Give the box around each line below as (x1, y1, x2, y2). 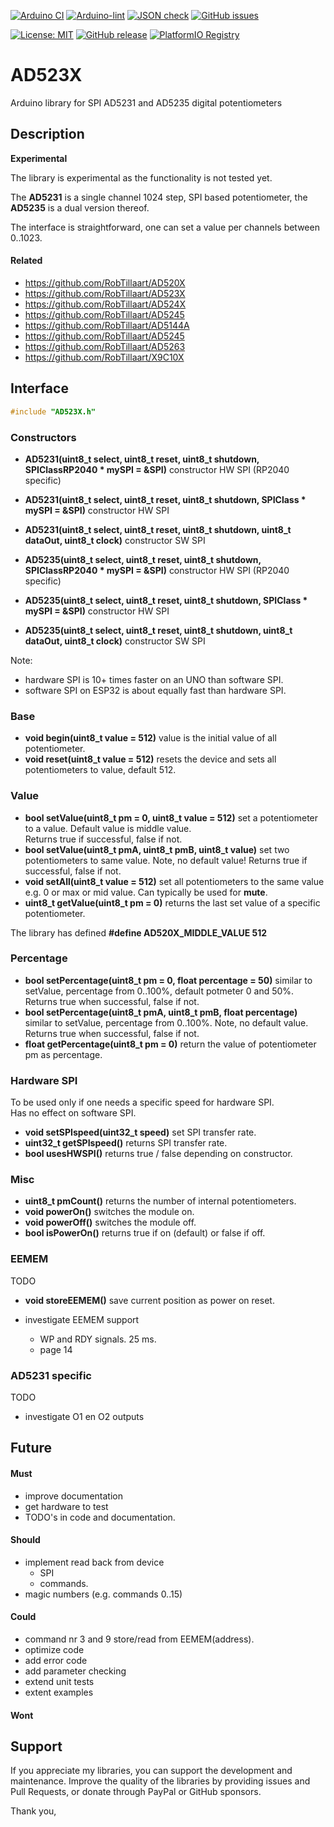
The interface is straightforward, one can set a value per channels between (10, 221, 320, 233)
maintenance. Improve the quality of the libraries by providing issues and (10, 1775, 311, 1787)
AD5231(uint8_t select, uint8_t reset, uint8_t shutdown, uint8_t (24, 523, 292, 535)
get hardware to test (24, 1500, 109, 1512)
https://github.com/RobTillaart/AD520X (24, 276, 186, 289)
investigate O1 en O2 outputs (24, 1411, 145, 1423)
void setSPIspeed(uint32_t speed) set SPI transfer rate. (24, 1126, 257, 1139)
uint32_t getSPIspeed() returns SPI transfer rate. (24, 1137, 228, 1149)
